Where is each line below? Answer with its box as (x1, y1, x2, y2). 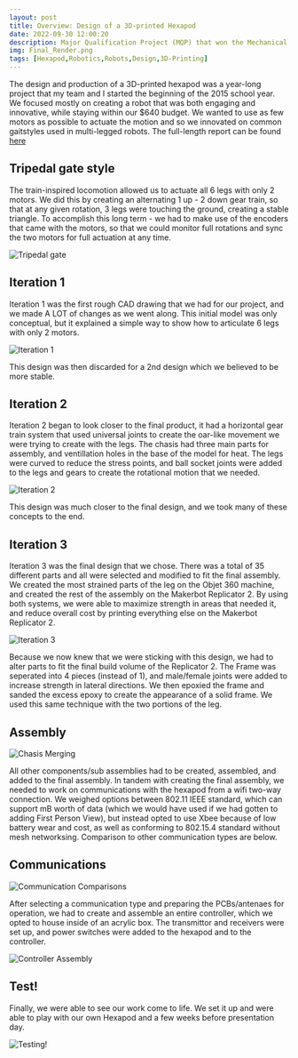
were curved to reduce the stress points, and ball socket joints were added (9, 458, 282, 469)
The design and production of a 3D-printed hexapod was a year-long (9, 79, 262, 89)
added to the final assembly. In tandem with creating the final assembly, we (9, 775, 285, 786)
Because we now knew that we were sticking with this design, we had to (9, 652, 274, 662)
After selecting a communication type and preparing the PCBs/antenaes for (9, 898, 285, 909)
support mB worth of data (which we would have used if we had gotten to (9, 804, 278, 814)
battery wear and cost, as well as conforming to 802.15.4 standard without (9, 822, 281, 833)
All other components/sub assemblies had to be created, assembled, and (9, 765, 277, 776)
